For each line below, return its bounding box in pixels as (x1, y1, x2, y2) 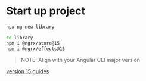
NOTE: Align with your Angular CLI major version (20, 57, 141, 64)
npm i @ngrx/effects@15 (6, 46, 66, 52)
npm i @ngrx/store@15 (6, 40, 60, 46)
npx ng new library (6, 24, 55, 30)
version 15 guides (6, 68, 49, 75)
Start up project (6, 4, 86, 18)
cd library (6, 35, 33, 40)
